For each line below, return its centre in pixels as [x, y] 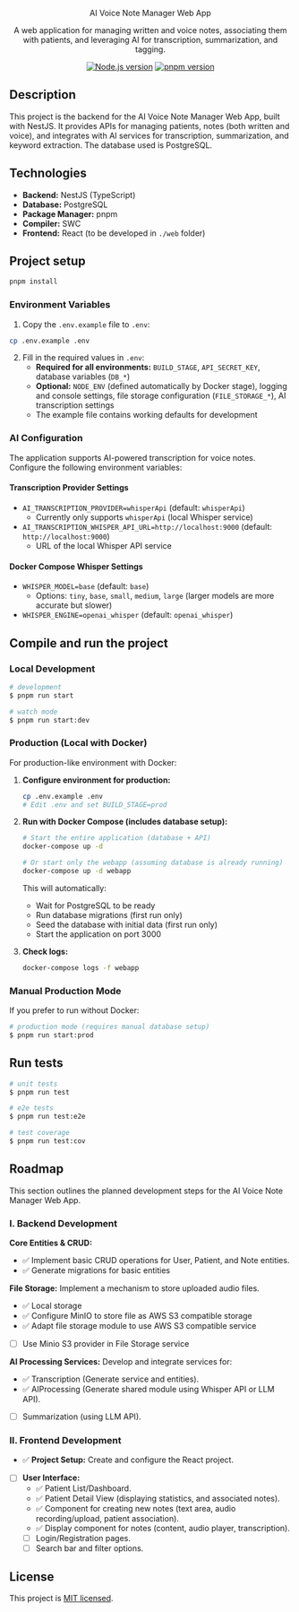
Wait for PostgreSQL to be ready [95, 906]
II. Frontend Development [65, 1441]
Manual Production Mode [65, 991]
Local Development [52, 669]
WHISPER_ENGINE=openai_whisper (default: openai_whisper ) [128, 615]
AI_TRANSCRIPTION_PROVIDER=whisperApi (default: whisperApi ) [134, 507]
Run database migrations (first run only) [109, 914]
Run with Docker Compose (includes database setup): [125, 822]
